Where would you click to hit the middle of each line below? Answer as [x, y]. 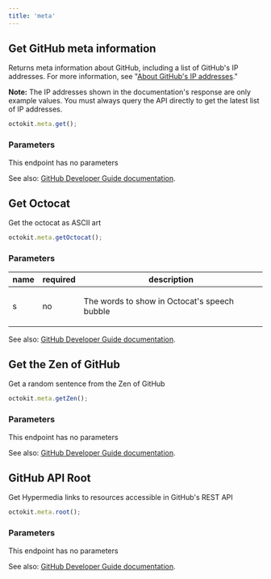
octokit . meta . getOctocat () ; [56, 238]
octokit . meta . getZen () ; [48, 399]
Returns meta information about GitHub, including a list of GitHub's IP [123, 68]
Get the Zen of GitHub [65, 364]
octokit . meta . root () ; [45, 512]
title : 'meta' [32, 16]
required [59, 279]
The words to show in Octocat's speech [159, 301]
